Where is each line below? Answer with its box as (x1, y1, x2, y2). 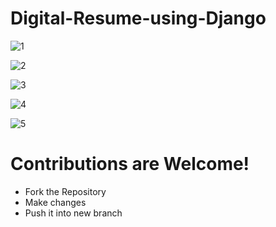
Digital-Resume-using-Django (10, 7, 267, 30)
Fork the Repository (24, 185, 107, 197)
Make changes (24, 196, 87, 208)
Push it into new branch (24, 207, 123, 219)
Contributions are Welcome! (10, 153, 250, 176)
